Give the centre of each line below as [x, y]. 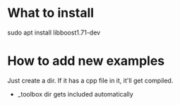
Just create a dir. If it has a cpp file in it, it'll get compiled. [90, 80]
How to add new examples [86, 61]
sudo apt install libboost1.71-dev [54, 32]
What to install [50, 13]
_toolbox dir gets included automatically [76, 94]
